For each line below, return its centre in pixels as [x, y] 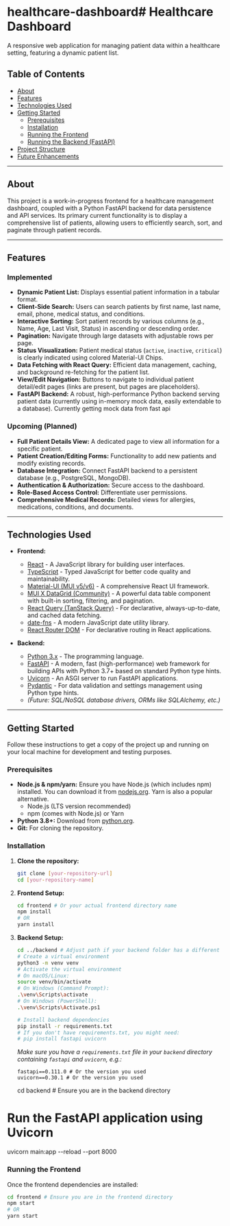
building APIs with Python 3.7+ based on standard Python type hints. [124, 671]
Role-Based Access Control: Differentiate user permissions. [102, 492]
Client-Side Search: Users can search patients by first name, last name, [119, 307]
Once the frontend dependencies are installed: [73, 1184]
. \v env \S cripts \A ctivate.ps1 [59, 1008]
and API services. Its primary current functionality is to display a [97, 215]
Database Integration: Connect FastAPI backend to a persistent [107, 471]
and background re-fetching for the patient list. [83, 372]
